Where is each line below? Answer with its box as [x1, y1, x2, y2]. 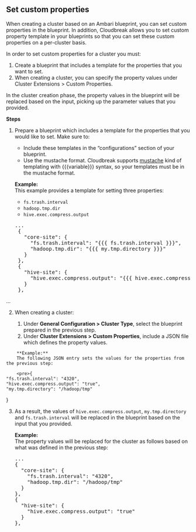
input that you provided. [14, 420, 73, 427]
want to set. [14, 67, 43, 75]
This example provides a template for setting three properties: [14, 187, 164, 194]
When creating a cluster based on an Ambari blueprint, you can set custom [6, 20, 187, 27]
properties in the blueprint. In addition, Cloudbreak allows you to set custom [6, 26, 189, 33]
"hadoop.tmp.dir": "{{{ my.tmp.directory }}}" [30, 245, 166, 252]
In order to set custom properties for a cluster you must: [6, 50, 142, 57]
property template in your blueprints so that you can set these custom [6, 32, 174, 40]
